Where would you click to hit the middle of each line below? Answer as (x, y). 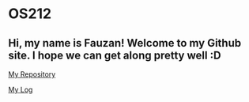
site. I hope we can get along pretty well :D (115, 55)
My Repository (32, 74)
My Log (21, 89)
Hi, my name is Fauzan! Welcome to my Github (125, 43)
